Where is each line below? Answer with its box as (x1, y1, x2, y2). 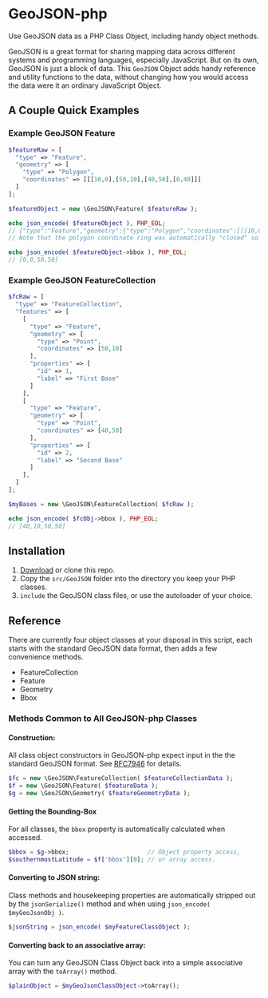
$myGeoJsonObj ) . (8, 908, 65, 917)
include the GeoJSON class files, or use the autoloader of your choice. (19, 591, 253, 600)
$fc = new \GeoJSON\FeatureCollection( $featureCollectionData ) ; (8, 774, 234, 782)
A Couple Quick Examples (8, 104, 140, 117)
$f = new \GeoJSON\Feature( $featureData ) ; (8, 782, 159, 790)
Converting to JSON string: (8, 873, 100, 882)
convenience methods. (8, 652, 84, 662)
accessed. (8, 833, 42, 842)
